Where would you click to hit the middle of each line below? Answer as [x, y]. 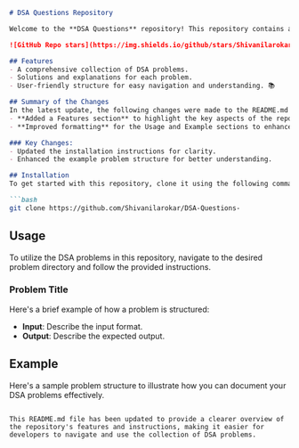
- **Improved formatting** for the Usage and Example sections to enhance [151, 126]
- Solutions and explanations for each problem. [101, 77]
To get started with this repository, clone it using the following [139, 184]
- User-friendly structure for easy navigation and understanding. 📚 [142, 86]
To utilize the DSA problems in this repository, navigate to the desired [136, 257]
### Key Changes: [41, 143]
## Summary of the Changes [59, 102]
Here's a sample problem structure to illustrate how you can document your [148, 385]
